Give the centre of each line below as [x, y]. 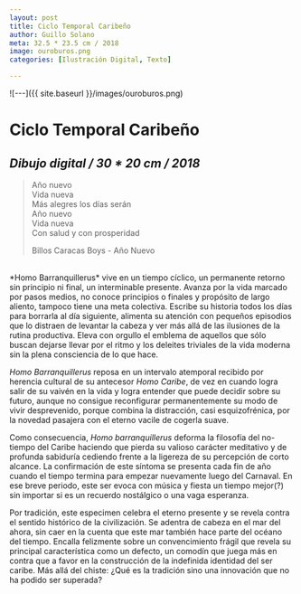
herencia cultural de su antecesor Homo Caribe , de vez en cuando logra [144, 382]
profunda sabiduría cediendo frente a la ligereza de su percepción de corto [149, 457]
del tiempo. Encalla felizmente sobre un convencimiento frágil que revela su [150, 542]
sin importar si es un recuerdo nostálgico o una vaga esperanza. [129, 495]
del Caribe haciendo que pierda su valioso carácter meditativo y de [162, 447]
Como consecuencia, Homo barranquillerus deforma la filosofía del [135, 438]
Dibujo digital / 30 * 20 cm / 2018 [105, 163]
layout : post [34, 18]
